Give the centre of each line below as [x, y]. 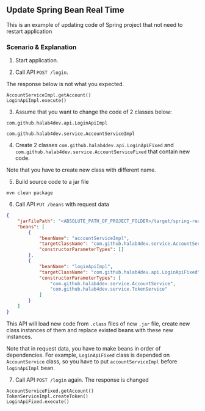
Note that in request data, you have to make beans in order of [84, 348]
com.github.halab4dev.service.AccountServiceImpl [71, 134]
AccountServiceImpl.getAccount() [49, 95]
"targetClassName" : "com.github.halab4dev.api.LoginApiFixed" [120, 272]
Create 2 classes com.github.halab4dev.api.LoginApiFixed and [94, 145]
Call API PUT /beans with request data [62, 205]
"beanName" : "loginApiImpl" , [76, 266]
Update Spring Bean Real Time [65, 10]
